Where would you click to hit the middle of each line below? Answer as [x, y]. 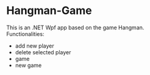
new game [28, 65]
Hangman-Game [49, 11]
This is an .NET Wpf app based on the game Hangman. [75, 27]
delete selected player [43, 52]
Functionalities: [25, 34]
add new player [34, 46]
